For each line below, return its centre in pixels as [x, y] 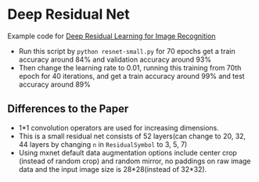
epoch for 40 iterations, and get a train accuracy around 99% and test [131, 76]
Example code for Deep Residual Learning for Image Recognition [112, 36]
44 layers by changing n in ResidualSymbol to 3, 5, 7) [103, 144]
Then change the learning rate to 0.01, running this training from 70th [130, 67]
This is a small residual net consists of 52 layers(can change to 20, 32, [132, 136]
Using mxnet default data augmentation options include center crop [128, 152]
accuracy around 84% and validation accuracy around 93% [115, 59]
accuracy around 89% [55, 84]
